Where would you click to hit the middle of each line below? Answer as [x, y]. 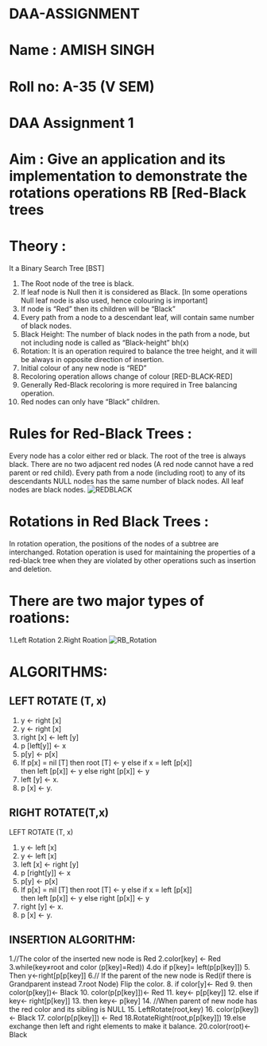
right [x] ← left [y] [49, 737]
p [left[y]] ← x [43, 745]
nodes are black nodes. [47, 489]
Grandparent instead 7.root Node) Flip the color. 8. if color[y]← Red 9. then [131, 984]
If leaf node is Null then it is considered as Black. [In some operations [134, 291]
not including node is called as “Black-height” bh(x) [104, 342]
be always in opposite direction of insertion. [92, 359]
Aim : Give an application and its [117, 159]
